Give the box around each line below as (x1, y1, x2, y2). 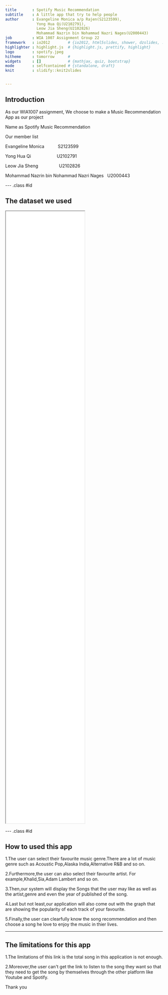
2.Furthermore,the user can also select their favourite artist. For (5, 871, 136, 877)
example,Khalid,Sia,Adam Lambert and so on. (5, 876, 99, 882)
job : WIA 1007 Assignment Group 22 (5, 36, 99, 41)
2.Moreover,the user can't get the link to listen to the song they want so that (5, 964, 161, 970)
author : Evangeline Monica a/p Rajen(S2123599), (5, 17, 122, 22)
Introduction (5, 95, 45, 104)
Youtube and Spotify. (5, 974, 48, 980)
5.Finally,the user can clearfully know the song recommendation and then (5, 916, 156, 922)
